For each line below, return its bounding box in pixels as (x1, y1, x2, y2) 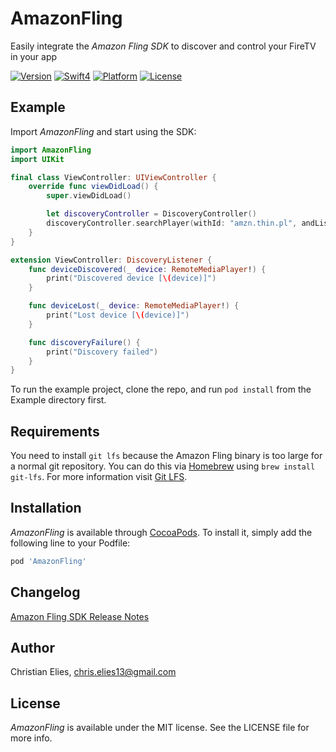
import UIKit (10, 154, 65, 164)
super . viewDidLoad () (46, 191, 132, 201)
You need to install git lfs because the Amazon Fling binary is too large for (10, 450, 323, 462)
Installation (10, 500, 82, 517)
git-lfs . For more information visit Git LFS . (10, 471, 188, 483)
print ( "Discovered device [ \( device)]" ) (46, 273, 217, 284)
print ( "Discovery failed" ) (46, 347, 159, 357)
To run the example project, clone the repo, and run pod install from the (10, 383, 312, 396)
